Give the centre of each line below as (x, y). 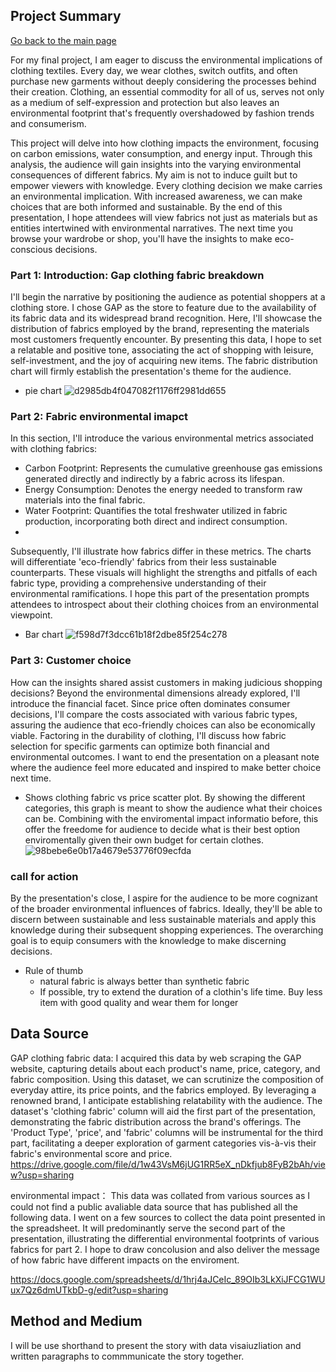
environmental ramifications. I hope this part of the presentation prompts (160, 594)
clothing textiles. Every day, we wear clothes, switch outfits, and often (154, 70)
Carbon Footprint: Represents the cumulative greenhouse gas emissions (173, 468)
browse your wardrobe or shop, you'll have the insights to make (141, 238)
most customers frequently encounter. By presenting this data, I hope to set (166, 340)
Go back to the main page (63, 40)
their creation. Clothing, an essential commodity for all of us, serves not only (167, 91)
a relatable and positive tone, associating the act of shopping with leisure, (162, 350)
